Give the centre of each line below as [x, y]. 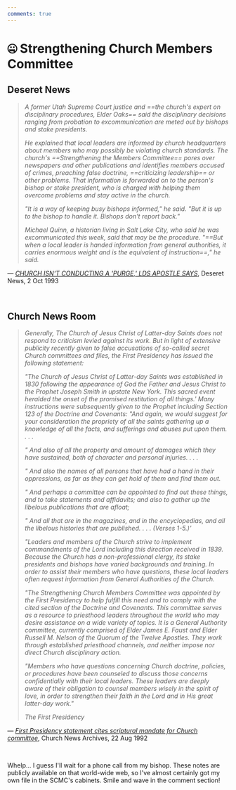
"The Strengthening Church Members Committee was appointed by [122, 593]
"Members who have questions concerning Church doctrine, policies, [125, 666]
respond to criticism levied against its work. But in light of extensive [123, 341]
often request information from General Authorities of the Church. [120, 579]
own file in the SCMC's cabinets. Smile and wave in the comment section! [114, 780]
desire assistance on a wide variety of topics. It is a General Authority [126, 623]
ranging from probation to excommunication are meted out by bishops [126, 122]
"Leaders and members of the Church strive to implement [108, 542]
